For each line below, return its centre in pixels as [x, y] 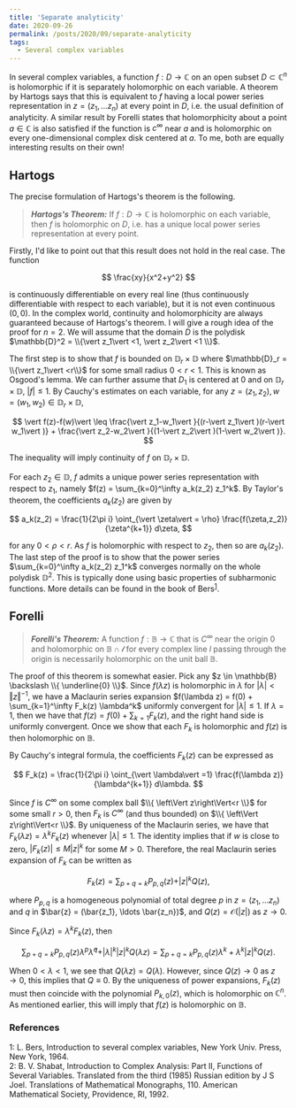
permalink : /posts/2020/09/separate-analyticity [100, 34]
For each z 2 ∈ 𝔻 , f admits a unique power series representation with [134, 478]
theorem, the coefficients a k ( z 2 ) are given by [91, 501]
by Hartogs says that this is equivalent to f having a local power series [137, 96]
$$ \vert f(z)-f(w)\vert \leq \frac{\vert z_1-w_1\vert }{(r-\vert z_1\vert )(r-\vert [148, 422]
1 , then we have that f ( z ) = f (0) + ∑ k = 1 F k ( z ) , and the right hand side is [137, 716]
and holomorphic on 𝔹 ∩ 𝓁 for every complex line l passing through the [159, 649]
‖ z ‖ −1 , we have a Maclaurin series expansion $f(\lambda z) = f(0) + [131, 696]
